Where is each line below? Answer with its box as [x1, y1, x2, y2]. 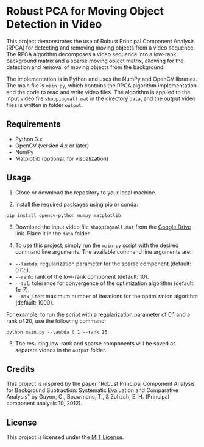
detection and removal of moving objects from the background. [6, 63, 166, 71]
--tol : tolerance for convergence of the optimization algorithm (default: [15, 279, 195, 287]
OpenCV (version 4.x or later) [15, 142, 90, 149]
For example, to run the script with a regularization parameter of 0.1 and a [6, 311, 191, 318]
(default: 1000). [15, 298, 54, 306]
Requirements [6, 119, 61, 130]
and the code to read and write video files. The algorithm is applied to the [6, 88, 191, 95]
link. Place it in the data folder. [15, 229, 91, 237]
